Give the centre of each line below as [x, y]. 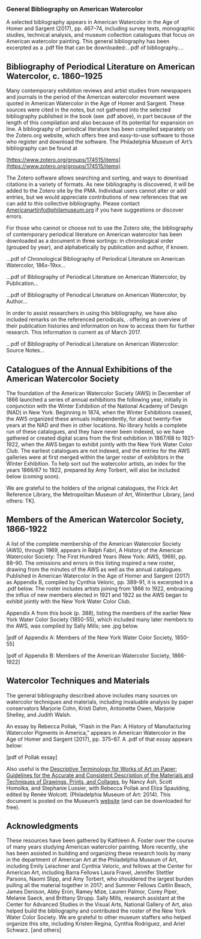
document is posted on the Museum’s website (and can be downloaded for [99, 800]
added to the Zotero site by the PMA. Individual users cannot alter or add [96, 191]
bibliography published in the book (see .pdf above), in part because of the [99, 116]
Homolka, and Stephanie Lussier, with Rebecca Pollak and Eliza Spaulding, [98, 788]
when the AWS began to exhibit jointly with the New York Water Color [106, 444]
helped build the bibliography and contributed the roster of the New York [96, 911]
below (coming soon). [33, 476]
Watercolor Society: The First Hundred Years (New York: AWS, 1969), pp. [97, 557]
